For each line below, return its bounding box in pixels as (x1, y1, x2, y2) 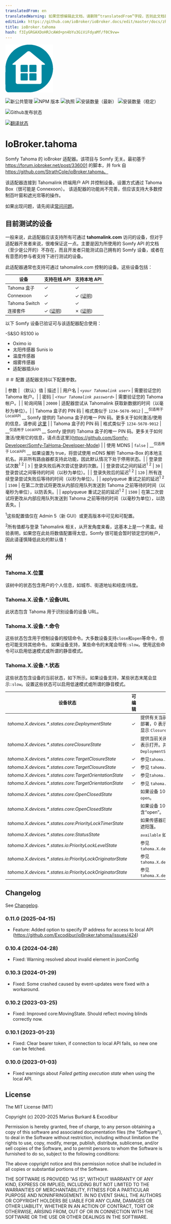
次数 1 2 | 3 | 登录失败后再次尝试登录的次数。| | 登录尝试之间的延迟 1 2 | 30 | (9, 462, 163, 468)
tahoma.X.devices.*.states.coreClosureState (7, 741, 102, 748)
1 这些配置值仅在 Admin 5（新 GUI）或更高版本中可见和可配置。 (5, 511, 137, 519)
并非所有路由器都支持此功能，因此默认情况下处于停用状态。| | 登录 (18, 456, 158, 462)
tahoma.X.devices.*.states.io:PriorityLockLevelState (7, 842, 118, 848)
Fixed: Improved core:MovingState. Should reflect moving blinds (12, 1010, 148, 1017)
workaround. (12, 986, 40, 992)
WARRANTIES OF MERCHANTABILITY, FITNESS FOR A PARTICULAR (5, 1187, 149, 1193)
